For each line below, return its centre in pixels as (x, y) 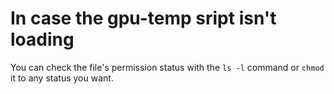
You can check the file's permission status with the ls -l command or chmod (167, 67)
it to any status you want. (62, 78)
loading (42, 39)
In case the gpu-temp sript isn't (143, 18)
